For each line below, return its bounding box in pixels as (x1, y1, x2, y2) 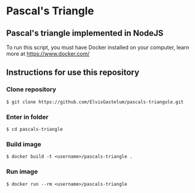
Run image (6, 167, 38, 176)
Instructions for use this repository (6, 68, 140, 78)
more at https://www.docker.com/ (6, 50, 90, 57)
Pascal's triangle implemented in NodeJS (6, 28, 164, 38)
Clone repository (6, 85, 56, 94)
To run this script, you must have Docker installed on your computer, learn (6, 44, 190, 51)
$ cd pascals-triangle (6, 126, 63, 132)
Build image (6, 140, 42, 148)
